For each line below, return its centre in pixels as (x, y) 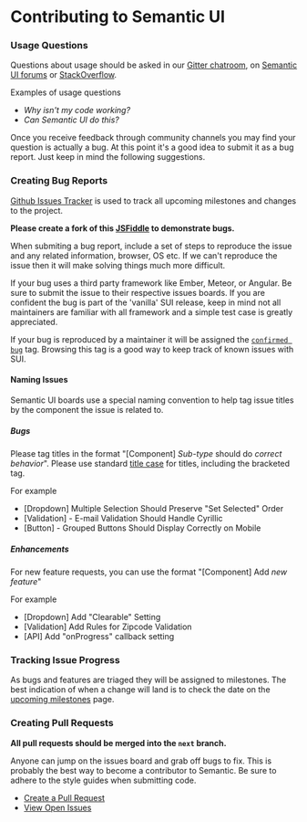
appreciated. (34, 321)
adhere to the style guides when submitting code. (103, 780)
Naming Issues (39, 380)
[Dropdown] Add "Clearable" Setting (92, 616)
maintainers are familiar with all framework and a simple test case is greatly (152, 311)
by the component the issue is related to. (87, 409)
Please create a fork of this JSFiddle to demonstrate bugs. (123, 228)
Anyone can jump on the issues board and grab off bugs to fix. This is (141, 761)
